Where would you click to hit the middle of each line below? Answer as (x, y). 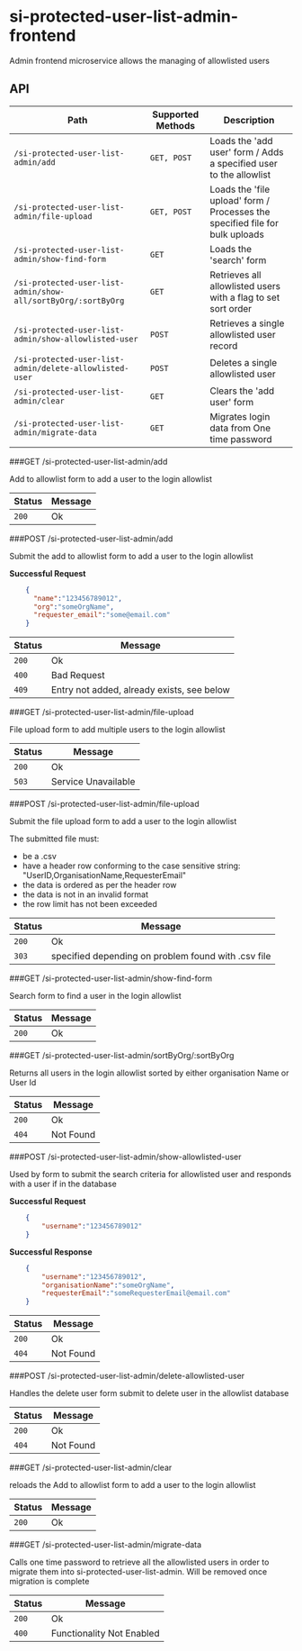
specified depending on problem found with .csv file (161, 957)
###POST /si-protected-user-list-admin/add (91, 539)
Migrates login (240, 416)
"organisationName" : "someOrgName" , (108, 1285)
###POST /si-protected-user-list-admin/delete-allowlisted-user (127, 1376)
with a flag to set (245, 297)
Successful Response (51, 1252)
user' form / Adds (247, 152)
